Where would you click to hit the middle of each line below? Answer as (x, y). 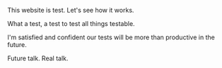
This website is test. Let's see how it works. (71, 10)
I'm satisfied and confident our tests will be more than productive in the (111, 37)
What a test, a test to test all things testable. (71, 23)
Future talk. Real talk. (38, 58)
